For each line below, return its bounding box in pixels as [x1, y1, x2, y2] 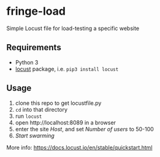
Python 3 [15, 58, 39, 66]
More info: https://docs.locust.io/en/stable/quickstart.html [6, 144, 153, 151]
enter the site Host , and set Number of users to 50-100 [15, 125, 154, 132]
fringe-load [6, 4, 66, 18]
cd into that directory [15, 105, 68, 113]
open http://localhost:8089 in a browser [15, 118, 116, 126]
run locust [15, 112, 42, 120]
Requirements [6, 42, 61, 53]
